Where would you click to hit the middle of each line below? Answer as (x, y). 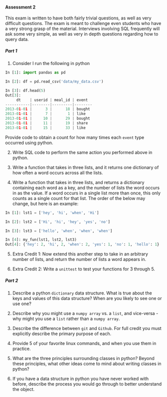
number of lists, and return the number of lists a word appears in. (79, 259)
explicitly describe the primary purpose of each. (62, 334)
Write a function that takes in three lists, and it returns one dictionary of (85, 167)
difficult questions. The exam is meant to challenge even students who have (83, 23)
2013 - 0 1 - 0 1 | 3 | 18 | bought (48, 109)
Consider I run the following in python (51, 63)
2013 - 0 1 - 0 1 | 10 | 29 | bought (48, 118)
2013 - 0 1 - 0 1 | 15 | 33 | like (45, 127)
